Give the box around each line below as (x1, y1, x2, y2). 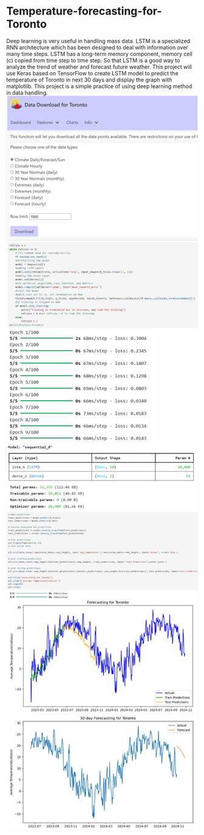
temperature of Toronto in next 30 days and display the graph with (6, 76, 172, 83)
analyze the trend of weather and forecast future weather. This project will (6, 63, 192, 71)
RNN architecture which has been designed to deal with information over (6, 44, 188, 51)
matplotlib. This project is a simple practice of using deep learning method (6, 82, 192, 89)
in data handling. (6, 89, 49, 96)
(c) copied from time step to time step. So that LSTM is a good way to (6, 57, 180, 64)
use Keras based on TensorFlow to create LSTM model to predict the (6, 69, 179, 77)
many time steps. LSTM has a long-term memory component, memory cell (6, 50, 192, 57)
